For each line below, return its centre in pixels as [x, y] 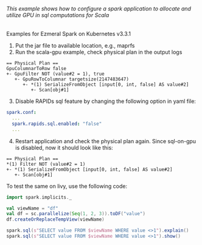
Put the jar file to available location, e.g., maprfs [75, 46]
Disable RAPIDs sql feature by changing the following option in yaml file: [106, 101]
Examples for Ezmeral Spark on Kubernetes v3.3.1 [68, 34]
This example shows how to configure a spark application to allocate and [99, 9]
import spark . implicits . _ [39, 197]
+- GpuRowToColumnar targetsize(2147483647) [72, 79]
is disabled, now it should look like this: [64, 147]
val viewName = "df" [33, 208]
